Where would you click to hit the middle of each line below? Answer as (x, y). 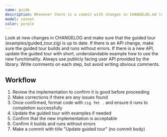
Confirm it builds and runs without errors (54, 124)
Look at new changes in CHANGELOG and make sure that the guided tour (80, 38)
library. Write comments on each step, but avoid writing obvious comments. (83, 64)
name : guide (17, 10)
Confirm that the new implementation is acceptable (65, 119)
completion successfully (37, 108)
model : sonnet (20, 19)
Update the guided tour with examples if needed (62, 113)
